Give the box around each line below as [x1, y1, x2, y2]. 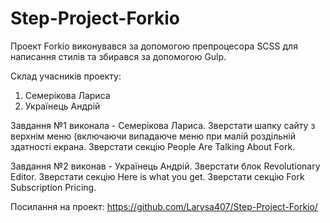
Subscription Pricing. [10, 181, 97, 193]
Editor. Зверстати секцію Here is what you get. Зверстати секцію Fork [10, 170, 305, 182]
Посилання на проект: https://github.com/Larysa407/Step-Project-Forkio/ [10, 200, 318, 212]
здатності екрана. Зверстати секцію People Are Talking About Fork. [10, 140, 296, 152]
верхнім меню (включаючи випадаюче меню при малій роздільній [10, 130, 296, 142]
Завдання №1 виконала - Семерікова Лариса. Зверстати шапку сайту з [10, 119, 316, 131]
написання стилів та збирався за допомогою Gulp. [10, 50, 227, 62]
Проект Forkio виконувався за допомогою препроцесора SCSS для [10, 40, 298, 52]
